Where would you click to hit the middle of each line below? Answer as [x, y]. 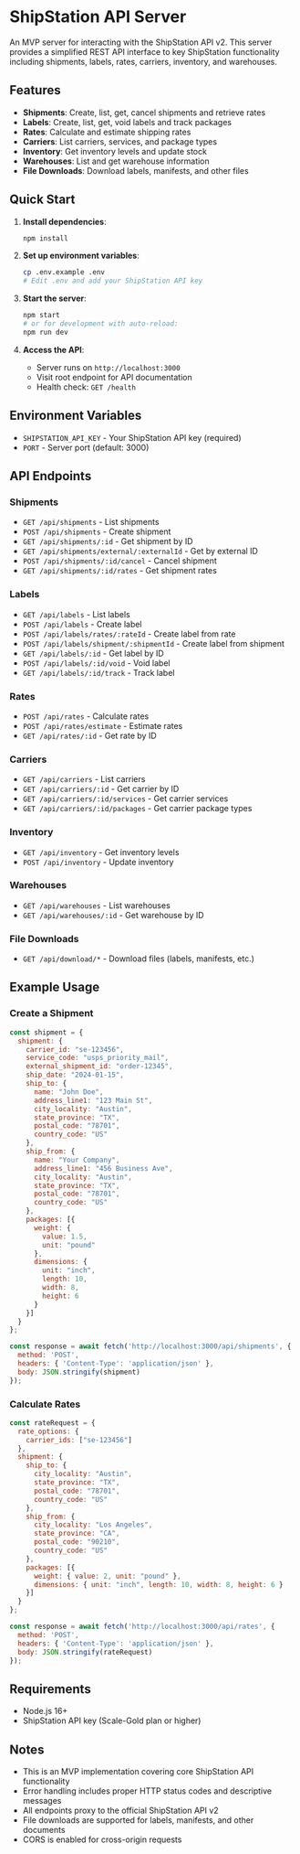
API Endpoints [51, 476]
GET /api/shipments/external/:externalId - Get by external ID [140, 552]
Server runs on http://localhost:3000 [108, 367]
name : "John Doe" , [68, 1092]
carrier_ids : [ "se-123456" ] [79, 1440]
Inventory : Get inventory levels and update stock [115, 151]
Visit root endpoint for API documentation [114, 377]
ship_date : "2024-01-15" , [75, 1075]
